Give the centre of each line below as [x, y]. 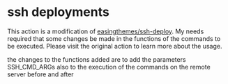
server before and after [41, 74]
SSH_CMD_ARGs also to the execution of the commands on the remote [109, 67]
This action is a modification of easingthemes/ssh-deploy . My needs [106, 31]
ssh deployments [58, 12]
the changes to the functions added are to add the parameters [97, 59]
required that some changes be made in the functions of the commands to [114, 38]
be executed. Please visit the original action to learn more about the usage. [115, 46]
